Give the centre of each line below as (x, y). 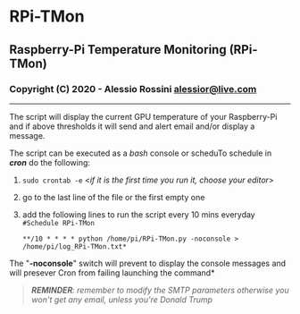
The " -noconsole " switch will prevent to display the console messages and (148, 263)
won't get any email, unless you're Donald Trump (121, 299)
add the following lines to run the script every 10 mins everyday (139, 214)
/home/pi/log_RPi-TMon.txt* (74, 246)
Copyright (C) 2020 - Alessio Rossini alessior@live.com (133, 89)
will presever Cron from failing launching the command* (112, 272)
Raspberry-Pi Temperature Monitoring (118, 50)
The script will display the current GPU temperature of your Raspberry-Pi (143, 116)
